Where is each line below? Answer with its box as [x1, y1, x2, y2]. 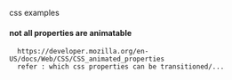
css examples [9, 8, 60, 18]
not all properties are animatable [9, 27, 132, 38]
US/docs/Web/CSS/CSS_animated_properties [9, 55, 165, 64]
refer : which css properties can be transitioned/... [17, 62, 225, 71]
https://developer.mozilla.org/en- [17, 47, 149, 56]
